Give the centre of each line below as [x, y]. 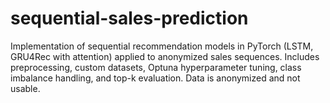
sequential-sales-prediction [129, 18]
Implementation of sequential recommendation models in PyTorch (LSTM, [162, 46]
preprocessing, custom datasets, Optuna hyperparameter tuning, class [156, 67]
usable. [25, 88]
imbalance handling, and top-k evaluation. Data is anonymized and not [155, 78]
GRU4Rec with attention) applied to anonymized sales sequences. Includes [165, 56]
